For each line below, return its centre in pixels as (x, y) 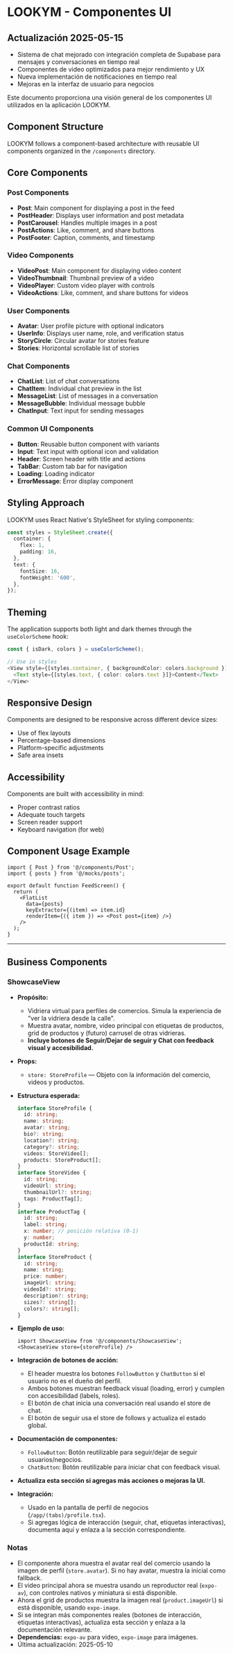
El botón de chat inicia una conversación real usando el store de (119, 1403)
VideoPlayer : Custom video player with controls (86, 285)
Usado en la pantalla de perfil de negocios (88, 1508)
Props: (27, 1061)
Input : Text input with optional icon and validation (88, 451)
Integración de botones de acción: (68, 1360)
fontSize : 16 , (40, 571)
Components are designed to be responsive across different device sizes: (113, 719)
